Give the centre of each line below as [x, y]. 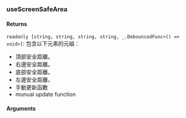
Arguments [21, 108]
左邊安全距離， [34, 80]
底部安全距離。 [34, 72]
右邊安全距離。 [34, 65]
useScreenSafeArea [37, 9]
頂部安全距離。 [34, 57]
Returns [17, 24]
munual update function [45, 95]
